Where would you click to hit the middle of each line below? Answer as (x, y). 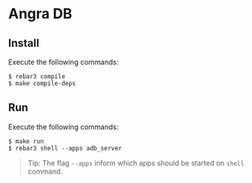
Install (24, 43)
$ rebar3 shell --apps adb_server (65, 148)
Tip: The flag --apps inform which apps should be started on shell (136, 162)
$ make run (26, 141)
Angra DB (40, 14)
